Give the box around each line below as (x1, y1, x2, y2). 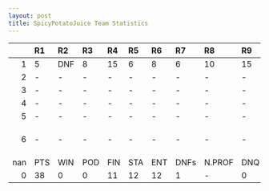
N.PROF (203, 156, 234, 168)
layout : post (8, 11, 52, 20)
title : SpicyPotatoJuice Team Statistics (8, 19, 149, 27)
